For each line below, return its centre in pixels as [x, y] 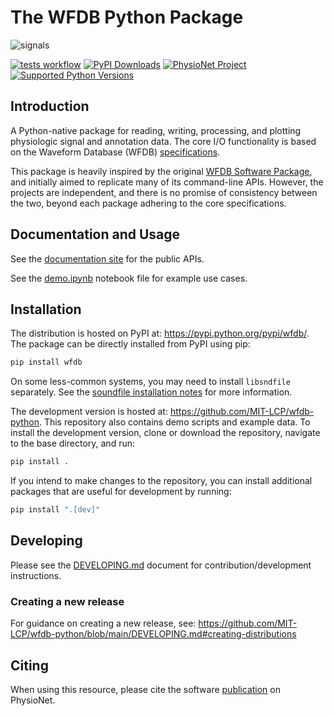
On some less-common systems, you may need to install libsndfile [150, 382]
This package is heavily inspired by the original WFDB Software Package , [161, 171]
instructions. [36, 575]
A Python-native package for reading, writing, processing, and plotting [156, 130]
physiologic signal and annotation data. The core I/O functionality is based [163, 141]
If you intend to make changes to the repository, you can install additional [161, 481]
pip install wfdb [46, 362]
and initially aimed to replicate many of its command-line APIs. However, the [167, 182]
